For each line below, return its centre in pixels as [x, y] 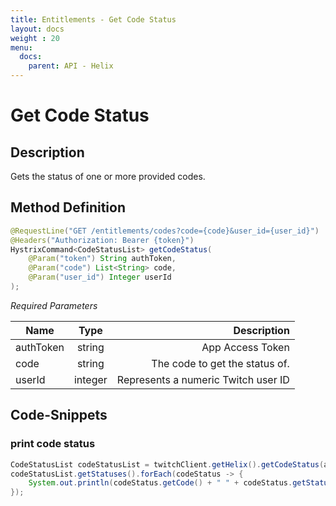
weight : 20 [35, 38]
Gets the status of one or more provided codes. [108, 176]
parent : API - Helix [71, 66]
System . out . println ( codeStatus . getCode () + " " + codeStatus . [160, 483]
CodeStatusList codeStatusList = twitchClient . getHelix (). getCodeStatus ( [167, 464]
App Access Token [245, 347]
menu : [21, 47]
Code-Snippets [59, 415]
